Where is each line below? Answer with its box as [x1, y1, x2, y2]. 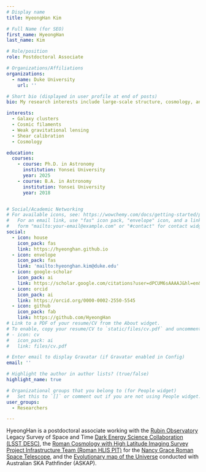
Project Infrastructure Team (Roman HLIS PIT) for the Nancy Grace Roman [6, 446, 194, 454]
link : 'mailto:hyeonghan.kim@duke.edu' [17, 263, 120, 269]
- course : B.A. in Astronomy [17, 178, 92, 184]
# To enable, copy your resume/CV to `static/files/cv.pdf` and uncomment [6, 326, 202, 332]
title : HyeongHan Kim [6, 15, 62, 21]
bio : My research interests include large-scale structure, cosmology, [6, 99, 193, 105]
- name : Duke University [12, 76, 75, 83]
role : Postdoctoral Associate [6, 54, 84, 60]
